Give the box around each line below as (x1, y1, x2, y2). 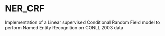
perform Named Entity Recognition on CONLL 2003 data (5, 24, 123, 30)
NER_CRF (5, 3, 45, 14)
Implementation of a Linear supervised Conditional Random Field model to (5, 19, 160, 25)
